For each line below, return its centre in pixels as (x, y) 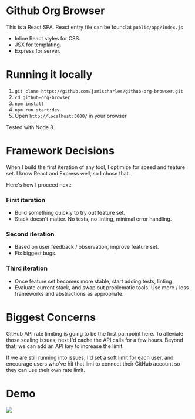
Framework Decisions (60, 151)
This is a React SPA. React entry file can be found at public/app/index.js (95, 27)
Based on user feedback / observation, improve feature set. (87, 247)
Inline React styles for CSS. (48, 38)
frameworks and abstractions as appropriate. (69, 293)
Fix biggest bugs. (36, 253)
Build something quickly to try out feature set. (70, 213)
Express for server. (37, 50)
